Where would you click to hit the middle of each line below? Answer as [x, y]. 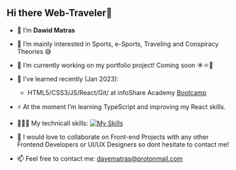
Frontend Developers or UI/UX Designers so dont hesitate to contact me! [123, 144]
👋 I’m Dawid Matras [46, 30]
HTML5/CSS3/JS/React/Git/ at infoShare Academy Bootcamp [117, 92]
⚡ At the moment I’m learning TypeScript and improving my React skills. [121, 106]
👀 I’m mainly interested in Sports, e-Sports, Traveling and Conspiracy [118, 44]
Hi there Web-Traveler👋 [60, 13]
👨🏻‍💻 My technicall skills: [52, 123]
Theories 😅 [34, 51]
